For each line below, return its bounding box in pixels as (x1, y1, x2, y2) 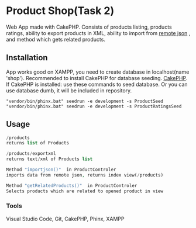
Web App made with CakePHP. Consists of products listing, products (6, 23, 172, 30)
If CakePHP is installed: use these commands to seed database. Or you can (6, 81, 188, 88)
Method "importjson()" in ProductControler (6, 167, 116, 173)
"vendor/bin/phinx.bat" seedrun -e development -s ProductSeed (6, 98, 164, 104)
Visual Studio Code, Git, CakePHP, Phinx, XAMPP (6, 215, 125, 222)
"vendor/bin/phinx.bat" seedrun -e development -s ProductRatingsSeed (6, 103, 182, 109)
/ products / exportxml (6, 151, 57, 157)
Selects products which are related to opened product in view (6, 188, 164, 194)
